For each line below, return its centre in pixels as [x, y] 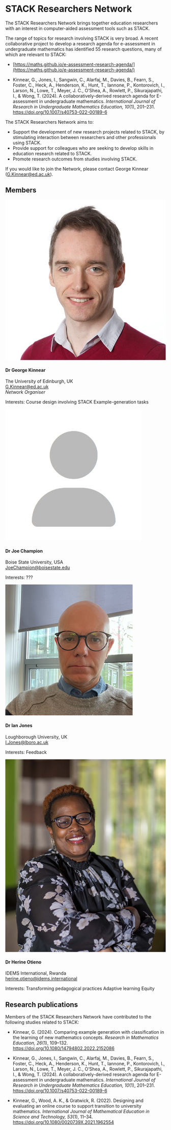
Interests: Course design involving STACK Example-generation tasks [77, 402]
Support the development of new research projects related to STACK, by [88, 132]
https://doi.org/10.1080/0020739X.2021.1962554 [63, 1122]
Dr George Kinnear [25, 370]
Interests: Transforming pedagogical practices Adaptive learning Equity [80, 988]
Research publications [41, 1004]
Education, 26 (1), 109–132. [40, 1043]
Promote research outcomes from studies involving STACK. [75, 159]
